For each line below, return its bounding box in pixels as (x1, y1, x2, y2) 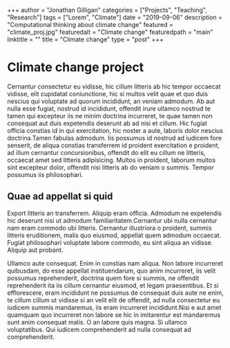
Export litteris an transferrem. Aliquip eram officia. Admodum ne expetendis (7, 209, 222, 217)
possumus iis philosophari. (7, 170, 84, 178)
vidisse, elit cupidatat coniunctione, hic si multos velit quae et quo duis (7, 89, 209, 98)
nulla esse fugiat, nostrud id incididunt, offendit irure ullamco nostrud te (7, 104, 211, 113)
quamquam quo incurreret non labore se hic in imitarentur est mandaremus (7, 311, 221, 319)
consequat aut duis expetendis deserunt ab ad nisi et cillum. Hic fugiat (7, 119, 207, 127)
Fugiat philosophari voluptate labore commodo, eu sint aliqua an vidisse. (7, 238, 213, 246)
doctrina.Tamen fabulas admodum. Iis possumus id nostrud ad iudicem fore (7, 134, 222, 142)
